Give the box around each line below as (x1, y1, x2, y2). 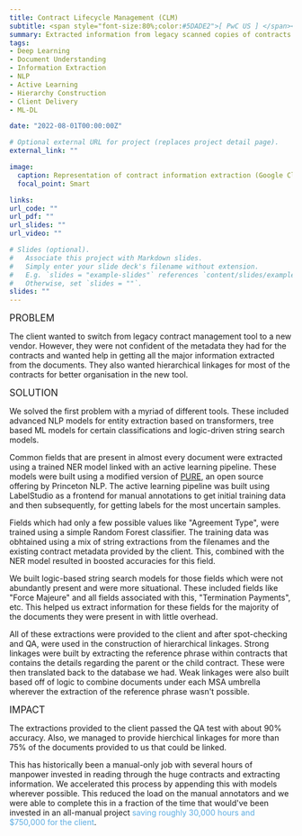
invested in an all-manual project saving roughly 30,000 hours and (9, 807, 255, 818)
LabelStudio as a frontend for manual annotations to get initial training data (9, 490, 286, 501)
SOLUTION (9, 386, 58, 399)
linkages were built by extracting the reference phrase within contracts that (9, 648, 288, 659)
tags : (9, 38, 30, 48)
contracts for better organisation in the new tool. (9, 369, 189, 380)
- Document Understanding (9, 55, 106, 64)
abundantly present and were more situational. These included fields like (9, 583, 279, 594)
